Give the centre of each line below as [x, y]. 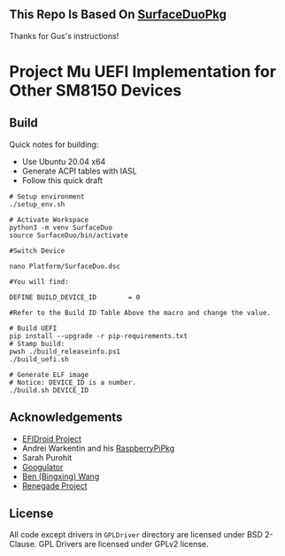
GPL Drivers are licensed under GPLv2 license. [124, 544]
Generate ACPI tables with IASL [79, 171]
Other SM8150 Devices [96, 90]
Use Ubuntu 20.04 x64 [64, 161]
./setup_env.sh [37, 204]
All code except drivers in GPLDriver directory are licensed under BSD [136, 535]
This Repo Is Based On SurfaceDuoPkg [118, 15]
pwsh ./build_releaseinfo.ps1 [65, 351]
